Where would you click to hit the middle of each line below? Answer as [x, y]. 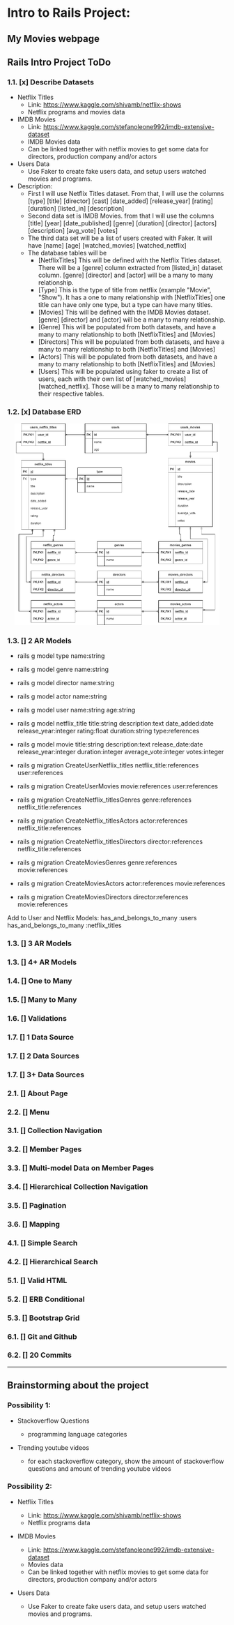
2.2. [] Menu [29, 1112]
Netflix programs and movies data [76, 112]
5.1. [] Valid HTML [37, 1280]
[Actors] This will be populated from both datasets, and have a [128, 357]
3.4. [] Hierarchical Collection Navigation [78, 1187]
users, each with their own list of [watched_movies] [112, 379]
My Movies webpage [53, 39]
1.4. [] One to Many [40, 981]
